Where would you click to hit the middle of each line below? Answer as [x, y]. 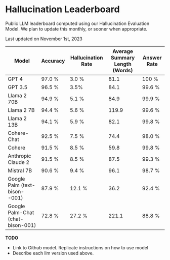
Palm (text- [22, 185]
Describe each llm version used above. [53, 253]
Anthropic [19, 156]
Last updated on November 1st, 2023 [44, 39]
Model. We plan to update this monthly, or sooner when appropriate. [76, 28]
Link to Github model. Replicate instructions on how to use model [80, 247]
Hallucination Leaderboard [62, 9]
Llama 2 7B [21, 110]
